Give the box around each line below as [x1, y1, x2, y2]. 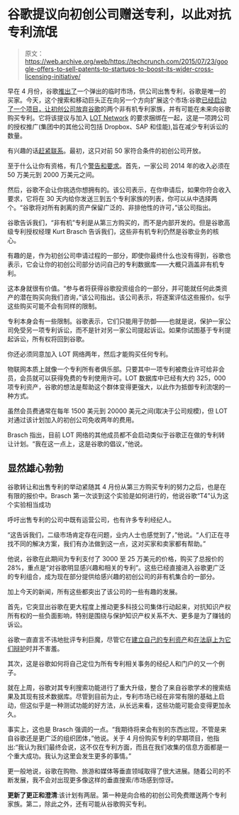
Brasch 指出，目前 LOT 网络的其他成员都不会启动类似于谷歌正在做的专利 [7, 431, 219, 439]
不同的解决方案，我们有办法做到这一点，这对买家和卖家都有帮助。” [13, 539, 206, 548]
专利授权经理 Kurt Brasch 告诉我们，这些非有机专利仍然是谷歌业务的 [13, 227, 213, 235]
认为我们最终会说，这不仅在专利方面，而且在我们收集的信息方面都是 [23, 743, 223, 751]
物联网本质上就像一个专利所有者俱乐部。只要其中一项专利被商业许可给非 [7, 365, 218, 373]
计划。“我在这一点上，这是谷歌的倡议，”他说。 [13, 439, 147, 448]
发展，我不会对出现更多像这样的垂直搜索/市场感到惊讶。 [13, 775, 178, 784]
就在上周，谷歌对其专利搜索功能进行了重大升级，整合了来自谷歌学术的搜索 [7, 683, 225, 691]
